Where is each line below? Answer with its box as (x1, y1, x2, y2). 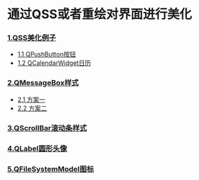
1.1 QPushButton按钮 (17, 50, 76, 59)
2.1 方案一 (17, 95, 45, 103)
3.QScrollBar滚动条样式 (7, 123, 87, 133)
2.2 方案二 (17, 104, 47, 112)
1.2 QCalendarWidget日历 (17, 59, 91, 67)
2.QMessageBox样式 (7, 78, 79, 88)
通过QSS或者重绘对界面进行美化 (7, 6, 192, 22)
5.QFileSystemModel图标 (7, 164, 94, 174)
